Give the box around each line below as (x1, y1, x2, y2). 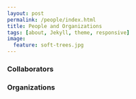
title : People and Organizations (7, 23, 103, 29)
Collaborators (7, 64, 54, 74)
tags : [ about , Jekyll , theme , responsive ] (7, 29, 130, 36)
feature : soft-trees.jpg (13, 42, 84, 48)
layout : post (7, 10, 44, 17)
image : (7, 36, 26, 42)
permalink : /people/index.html (7, 16, 96, 23)
